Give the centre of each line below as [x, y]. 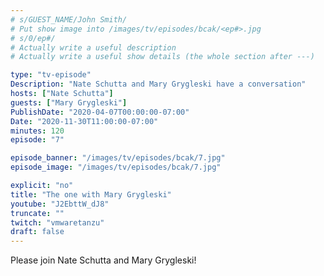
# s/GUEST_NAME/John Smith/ [69, 19]
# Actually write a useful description [93, 47]
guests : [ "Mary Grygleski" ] [69, 102]
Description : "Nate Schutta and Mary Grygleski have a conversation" [158, 84]
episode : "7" [37, 140]
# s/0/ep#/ [33, 38]
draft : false [37, 232]
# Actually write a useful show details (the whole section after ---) [162, 57]
